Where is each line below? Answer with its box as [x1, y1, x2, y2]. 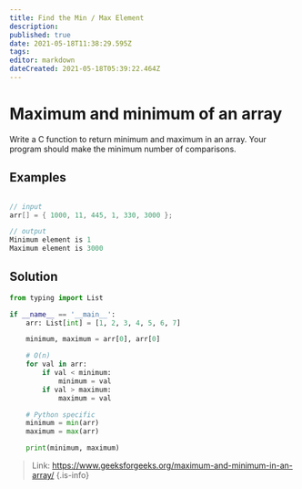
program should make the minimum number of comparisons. [9, 143, 237, 154]
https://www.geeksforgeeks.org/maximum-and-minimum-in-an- [52, 460, 293, 471]
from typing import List [9, 293, 104, 302]
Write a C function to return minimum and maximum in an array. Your [9, 133, 267, 144]
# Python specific [25, 410, 96, 420]
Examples [9, 170, 66, 185]
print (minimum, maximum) [25, 443, 120, 453]
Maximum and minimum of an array [9, 104, 283, 124]
